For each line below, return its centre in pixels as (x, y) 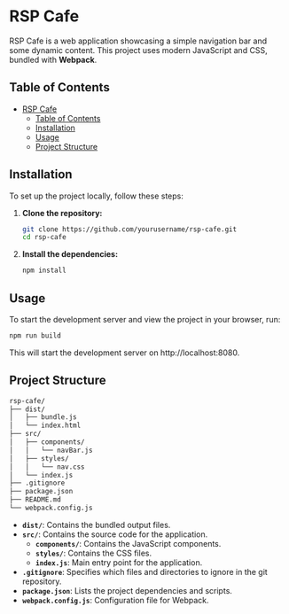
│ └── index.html (45, 426)
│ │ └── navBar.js (51, 450)
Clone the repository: (62, 213)
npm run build (35, 336)
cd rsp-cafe (44, 237)
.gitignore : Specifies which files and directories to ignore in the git (144, 571)
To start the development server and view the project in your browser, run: (145, 319)
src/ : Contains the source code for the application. (115, 534)
